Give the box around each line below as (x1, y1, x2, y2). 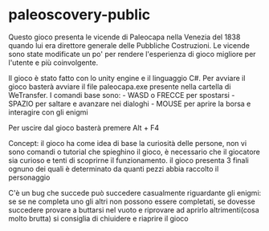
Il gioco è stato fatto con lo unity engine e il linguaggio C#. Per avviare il (8, 73, 246, 83)
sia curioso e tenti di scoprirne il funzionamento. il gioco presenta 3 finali (8, 155, 249, 165)
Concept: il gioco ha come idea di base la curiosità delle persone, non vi (8, 138, 247, 148)
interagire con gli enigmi (8, 107, 88, 117)
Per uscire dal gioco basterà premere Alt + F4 (8, 123, 160, 132)
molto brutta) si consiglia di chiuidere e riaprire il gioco (8, 213, 189, 223)
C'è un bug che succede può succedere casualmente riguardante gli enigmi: (8, 188, 262, 197)
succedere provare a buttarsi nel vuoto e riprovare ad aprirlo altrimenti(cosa (8, 205, 259, 214)
